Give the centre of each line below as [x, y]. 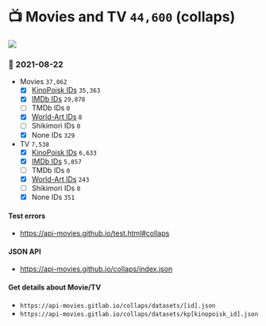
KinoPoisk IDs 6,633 [64, 152]
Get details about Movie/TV [55, 287]
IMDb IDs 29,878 [58, 99]
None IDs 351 [53, 197]
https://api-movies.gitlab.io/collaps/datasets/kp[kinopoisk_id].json [139, 314]
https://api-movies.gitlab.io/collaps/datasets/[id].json [118, 305]
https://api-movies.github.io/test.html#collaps [94, 233]
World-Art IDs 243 [60, 179]
